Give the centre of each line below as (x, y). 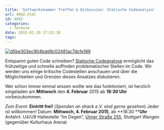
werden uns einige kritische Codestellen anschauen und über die (71, 71)
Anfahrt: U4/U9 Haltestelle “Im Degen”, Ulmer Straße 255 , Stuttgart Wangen (82, 117)
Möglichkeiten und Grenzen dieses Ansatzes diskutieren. (63, 77)
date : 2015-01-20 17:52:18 (33, 33)
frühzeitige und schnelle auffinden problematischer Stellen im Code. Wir (79, 66)
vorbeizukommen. (23, 96)
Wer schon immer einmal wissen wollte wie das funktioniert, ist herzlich (78, 86)
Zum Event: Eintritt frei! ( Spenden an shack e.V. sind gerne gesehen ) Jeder (82, 106)
